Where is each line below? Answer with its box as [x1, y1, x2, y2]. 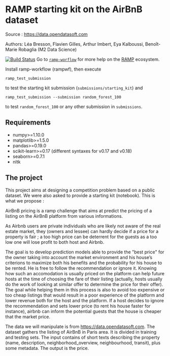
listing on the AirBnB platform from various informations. [5, 213, 123, 219]
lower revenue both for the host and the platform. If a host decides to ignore [5, 297, 164, 303]
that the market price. [5, 313, 51, 319]
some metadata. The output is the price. [5, 345, 89, 351]
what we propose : [5, 198, 44, 204]
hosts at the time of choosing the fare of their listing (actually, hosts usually [5, 276, 162, 282]
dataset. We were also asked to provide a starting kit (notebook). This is [5, 192, 156, 199]
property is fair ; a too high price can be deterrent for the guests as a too [5, 234, 157, 240]
